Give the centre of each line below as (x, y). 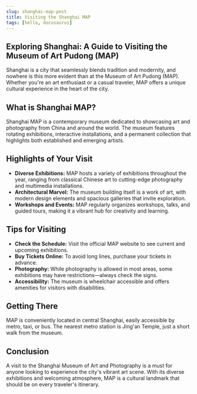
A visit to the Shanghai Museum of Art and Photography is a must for (89, 366)
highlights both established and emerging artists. (65, 140)
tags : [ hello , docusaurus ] (39, 22)
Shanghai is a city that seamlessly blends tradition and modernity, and (91, 70)
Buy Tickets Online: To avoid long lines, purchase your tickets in (93, 256)
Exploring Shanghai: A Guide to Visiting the (87, 46)
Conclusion (28, 351)
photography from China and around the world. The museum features (91, 128)
